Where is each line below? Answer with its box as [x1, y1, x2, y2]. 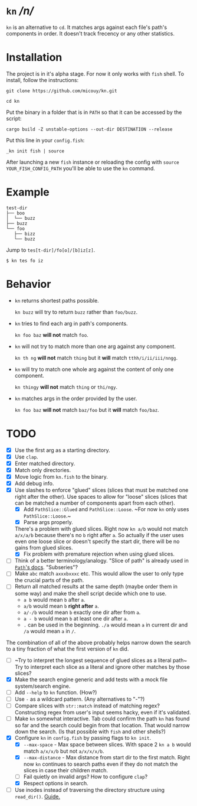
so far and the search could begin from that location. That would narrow [14, 721, 190, 729]
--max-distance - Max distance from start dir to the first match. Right [23, 754, 191, 760]
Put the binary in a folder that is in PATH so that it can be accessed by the [6, 108, 182, 116]
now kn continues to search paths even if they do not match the [23, 760, 178, 768]
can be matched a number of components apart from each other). [14, 499, 175, 506]
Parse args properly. [23, 519, 73, 526]
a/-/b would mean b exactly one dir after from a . [23, 609, 141, 616]
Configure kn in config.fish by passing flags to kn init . [14, 734, 152, 741]
